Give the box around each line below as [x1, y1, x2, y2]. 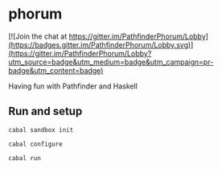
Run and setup [8, 105, 83, 118]
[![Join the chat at [8, 31, 68, 41]
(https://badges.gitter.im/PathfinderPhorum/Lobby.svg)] [8, 39, 194, 49]
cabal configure [8, 140, 63, 148]
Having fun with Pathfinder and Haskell [8, 81, 138, 91]
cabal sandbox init [8, 126, 74, 134]
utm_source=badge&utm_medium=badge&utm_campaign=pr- [8, 57, 214, 67]
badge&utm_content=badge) [8, 65, 104, 75]
